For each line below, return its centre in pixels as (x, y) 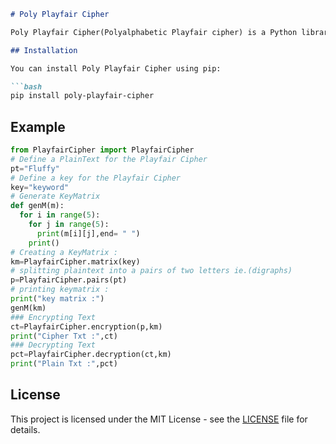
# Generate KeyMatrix (55, 196)
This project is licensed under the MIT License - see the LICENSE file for (159, 419)
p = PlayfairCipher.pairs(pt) (69, 280)
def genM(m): (37, 206)
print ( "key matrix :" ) (57, 299)
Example (38, 126)
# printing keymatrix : (60, 290)
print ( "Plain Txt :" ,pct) (64, 364)
